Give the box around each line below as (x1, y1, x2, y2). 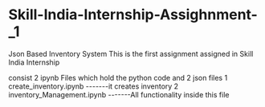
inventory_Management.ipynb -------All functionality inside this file (8, 89, 230, 99)
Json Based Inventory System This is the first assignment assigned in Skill (8, 49, 254, 58)
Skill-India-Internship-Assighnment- (8, 6, 259, 24)
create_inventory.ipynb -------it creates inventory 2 (8, 81, 179, 91)
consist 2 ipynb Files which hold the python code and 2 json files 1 (8, 73, 228, 82)
